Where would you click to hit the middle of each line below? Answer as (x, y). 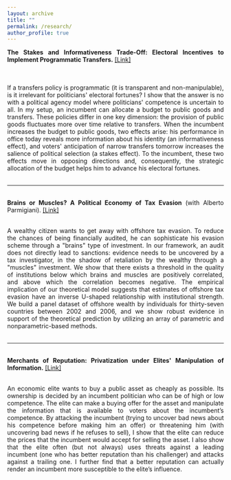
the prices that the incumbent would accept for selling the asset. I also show (115, 440)
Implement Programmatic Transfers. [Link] (69, 60)
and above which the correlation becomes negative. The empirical (115, 282)
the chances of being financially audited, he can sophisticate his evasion (115, 238)
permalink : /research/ (40, 26)
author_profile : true (38, 33)
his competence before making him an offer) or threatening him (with (115, 426)
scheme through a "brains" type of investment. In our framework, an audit (115, 246)
